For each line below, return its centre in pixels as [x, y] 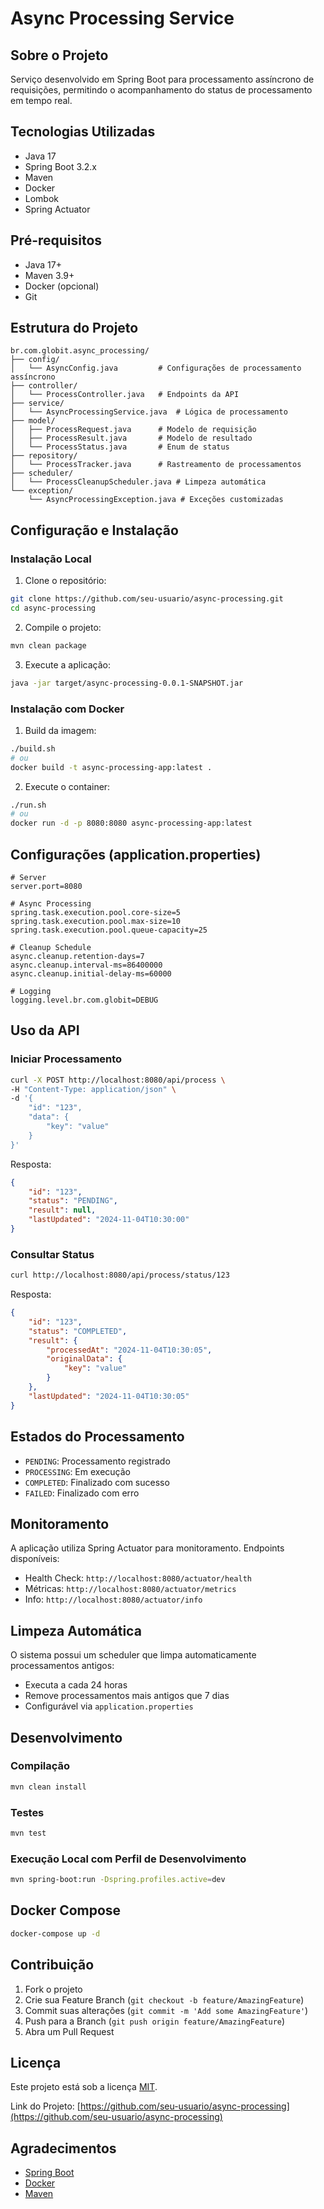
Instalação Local [51, 559]
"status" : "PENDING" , [73, 1201]
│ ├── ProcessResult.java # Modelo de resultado [131, 438]
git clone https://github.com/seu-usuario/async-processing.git [147, 599]
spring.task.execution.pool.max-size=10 [96, 921]
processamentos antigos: [62, 1666]
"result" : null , [62, 1210]
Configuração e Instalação [94, 530]
